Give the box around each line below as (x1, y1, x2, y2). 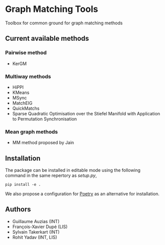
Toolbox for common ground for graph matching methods (5, 20, 123, 26)
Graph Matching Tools (5, 3, 98, 15)
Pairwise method (5, 49, 47, 56)
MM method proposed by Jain (12, 140, 74, 146)
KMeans (12, 89, 30, 95)
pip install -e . (5, 182, 41, 187)
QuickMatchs (12, 105, 40, 111)
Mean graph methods (5, 128, 58, 135)
